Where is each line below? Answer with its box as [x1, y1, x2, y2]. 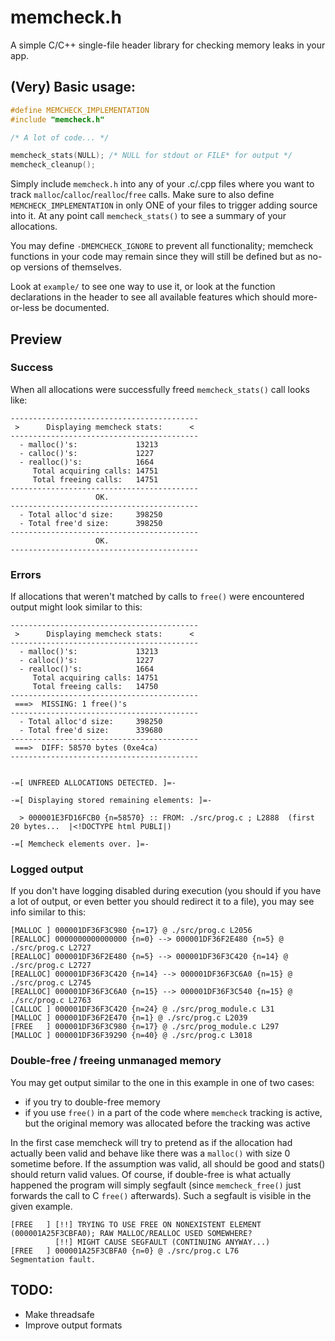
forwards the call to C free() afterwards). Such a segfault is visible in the [10, 1189, 312, 1201]
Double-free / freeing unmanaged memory [10, 1054, 222, 1068]
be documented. [41, 302, 110, 314]
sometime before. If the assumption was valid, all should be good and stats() [10, 1157, 326, 1170]
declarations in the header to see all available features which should [10, 291, 291, 303]
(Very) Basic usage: [10, 79, 136, 96]
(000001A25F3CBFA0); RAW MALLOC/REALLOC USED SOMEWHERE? [10, 1228, 253, 1238]
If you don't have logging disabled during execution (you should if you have [10, 885, 322, 897]
